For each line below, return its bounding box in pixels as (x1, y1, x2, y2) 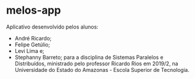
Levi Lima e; (14, 47, 44, 54)
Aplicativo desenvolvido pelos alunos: (6, 23, 99, 30)
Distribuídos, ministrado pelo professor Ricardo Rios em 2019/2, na (14, 60, 178, 67)
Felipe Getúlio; (14, 41, 50, 48)
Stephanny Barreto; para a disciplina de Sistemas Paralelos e (14, 53, 164, 61)
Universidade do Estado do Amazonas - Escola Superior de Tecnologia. (14, 66, 190, 73)
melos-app (6, 4, 61, 17)
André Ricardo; (14, 34, 52, 42)
